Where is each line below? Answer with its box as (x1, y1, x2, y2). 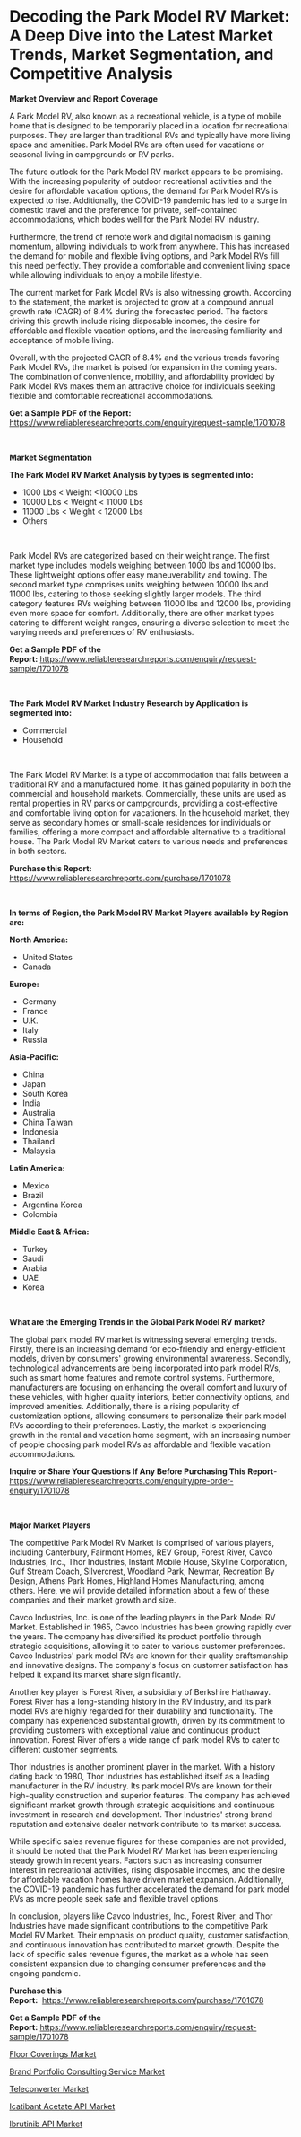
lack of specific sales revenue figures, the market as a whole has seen (9, 1948, 269, 1959)
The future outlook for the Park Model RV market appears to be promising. (9, 166, 284, 177)
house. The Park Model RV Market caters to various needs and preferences (9, 835, 288, 846)
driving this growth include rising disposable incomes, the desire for (9, 315, 260, 326)
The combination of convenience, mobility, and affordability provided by (9, 371, 275, 382)
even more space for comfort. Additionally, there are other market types (9, 607, 275, 618)
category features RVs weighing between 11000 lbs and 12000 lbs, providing (9, 597, 291, 608)
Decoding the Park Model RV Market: (9, 6, 290, 27)
